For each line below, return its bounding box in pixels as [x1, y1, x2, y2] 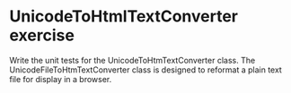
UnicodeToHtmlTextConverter [9, 6, 239, 27]
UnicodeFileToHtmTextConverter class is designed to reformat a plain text [9, 64, 283, 75]
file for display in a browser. [9, 73, 112, 84]
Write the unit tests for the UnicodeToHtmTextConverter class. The [9, 55, 256, 65]
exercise [9, 25, 75, 46]
